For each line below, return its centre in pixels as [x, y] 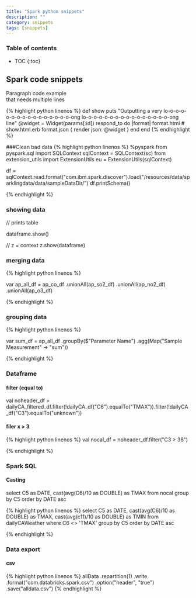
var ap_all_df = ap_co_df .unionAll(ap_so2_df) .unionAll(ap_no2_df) [86, 284]
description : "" [26, 17]
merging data [25, 260]
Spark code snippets [45, 79]
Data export [23, 549]
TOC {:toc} [27, 61]
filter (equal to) [24, 388]
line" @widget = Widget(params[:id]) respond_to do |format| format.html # [95, 123]
